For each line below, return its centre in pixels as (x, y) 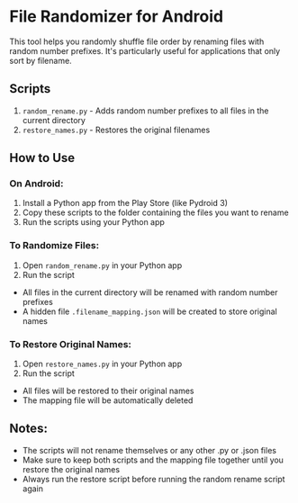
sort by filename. (41, 60)
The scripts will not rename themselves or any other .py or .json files (149, 450)
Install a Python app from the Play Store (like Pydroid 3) (125, 203)
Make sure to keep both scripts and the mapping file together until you (153, 460)
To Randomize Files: (54, 246)
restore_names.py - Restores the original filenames (116, 130)
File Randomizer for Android (116, 17)
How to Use (42, 158)
